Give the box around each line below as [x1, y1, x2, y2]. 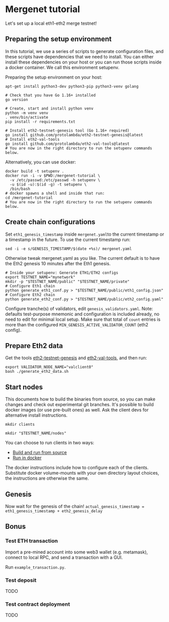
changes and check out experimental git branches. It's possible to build [5, 402, 154, 408]
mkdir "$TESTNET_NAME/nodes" [5, 431, 67, 436]
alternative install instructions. [5, 412, 68, 418]
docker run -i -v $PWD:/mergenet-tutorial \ [5, 173, 100, 178]
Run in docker [12, 455, 42, 461]
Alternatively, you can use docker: [5, 159, 76, 165]
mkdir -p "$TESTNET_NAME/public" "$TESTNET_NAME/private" [5, 279, 130, 284]
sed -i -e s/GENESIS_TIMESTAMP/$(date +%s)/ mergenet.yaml [5, 246, 132, 251]
